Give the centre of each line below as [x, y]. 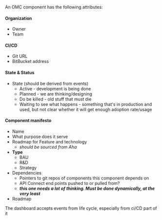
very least [30, 193]
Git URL [20, 56]
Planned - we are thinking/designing [56, 94]
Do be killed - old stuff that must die [55, 99]
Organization [18, 18]
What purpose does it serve [40, 137]
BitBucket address [30, 61]
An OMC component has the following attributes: [54, 7]
